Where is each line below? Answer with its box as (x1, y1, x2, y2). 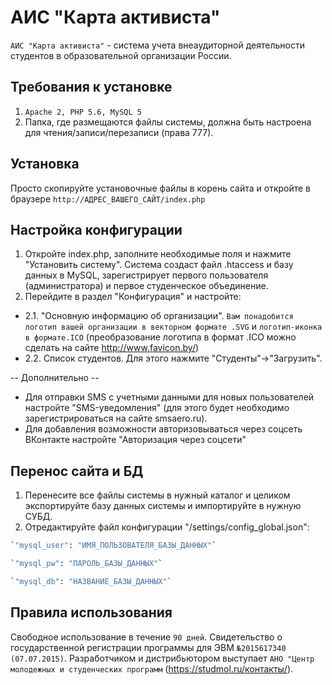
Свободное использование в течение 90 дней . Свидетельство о (10, 631, 283, 643)
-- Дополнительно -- (10, 372, 100, 384)
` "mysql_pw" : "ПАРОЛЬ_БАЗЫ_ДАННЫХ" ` (10, 559, 163, 569)
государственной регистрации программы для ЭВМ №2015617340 (10, 641, 287, 653)
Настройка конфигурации (10, 221, 183, 238)
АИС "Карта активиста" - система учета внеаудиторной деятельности (10, 39, 305, 51)
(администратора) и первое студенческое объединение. (24, 280, 269, 292)
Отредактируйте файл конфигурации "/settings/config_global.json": (24, 521, 310, 533)
